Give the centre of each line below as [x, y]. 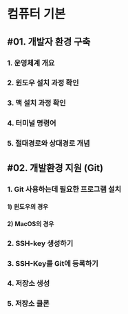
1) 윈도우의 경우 [28, 207]
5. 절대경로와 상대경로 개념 [49, 144]
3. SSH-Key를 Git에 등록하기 [53, 263]
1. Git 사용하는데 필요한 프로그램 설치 [64, 189]
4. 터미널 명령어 [32, 123]
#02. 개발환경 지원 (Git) [55, 168]
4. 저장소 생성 [29, 284]
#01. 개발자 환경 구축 [49, 42]
